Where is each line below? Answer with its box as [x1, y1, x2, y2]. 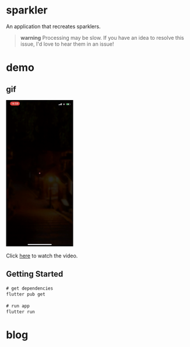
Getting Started [6, 269, 64, 279]
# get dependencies [6, 285, 54, 291]
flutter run [6, 308, 35, 315]
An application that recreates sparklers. [6, 23, 101, 30]
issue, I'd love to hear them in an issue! [20, 40, 114, 47]
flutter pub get [6, 291, 45, 297]
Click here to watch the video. [6, 252, 78, 259]
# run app [6, 303, 30, 309]
